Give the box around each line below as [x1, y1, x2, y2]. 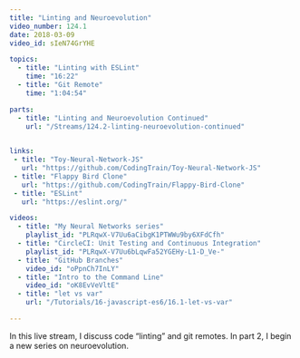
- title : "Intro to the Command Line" [17, 273, 165, 282]
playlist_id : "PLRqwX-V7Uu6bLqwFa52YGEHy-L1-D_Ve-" [25, 247, 225, 256]
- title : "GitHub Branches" [17, 256, 124, 265]
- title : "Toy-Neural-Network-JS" [13, 155, 144, 164]
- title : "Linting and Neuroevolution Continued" [17, 113, 208, 122]
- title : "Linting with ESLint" [17, 63, 140, 73]
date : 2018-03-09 [9, 30, 75, 39]
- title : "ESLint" [13, 189, 83, 198]
